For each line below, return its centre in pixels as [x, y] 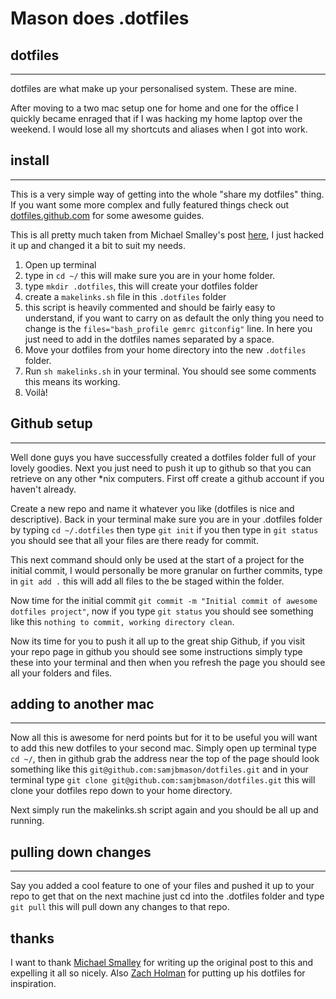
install [30, 160]
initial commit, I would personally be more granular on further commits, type [166, 570]
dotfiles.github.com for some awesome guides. [107, 215]
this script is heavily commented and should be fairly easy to [150, 307]
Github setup [51, 423]
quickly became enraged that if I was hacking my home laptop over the [156, 118]
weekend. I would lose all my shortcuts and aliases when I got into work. [159, 129]
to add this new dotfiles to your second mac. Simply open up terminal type [163, 748]
